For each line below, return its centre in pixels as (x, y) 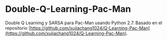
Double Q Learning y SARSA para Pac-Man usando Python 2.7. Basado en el (84, 23)
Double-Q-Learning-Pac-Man (68, 9)
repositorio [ (18, 28)
